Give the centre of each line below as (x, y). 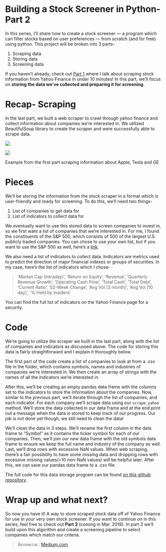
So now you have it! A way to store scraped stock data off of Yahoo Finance (83, 514)
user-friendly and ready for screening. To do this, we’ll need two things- (79, 201)
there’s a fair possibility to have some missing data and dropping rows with (82, 454)
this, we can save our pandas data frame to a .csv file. (60, 465)
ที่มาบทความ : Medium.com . (43, 544)
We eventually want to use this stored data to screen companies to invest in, (83, 226)
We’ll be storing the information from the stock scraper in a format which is (82, 196)
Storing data (25, 59)
